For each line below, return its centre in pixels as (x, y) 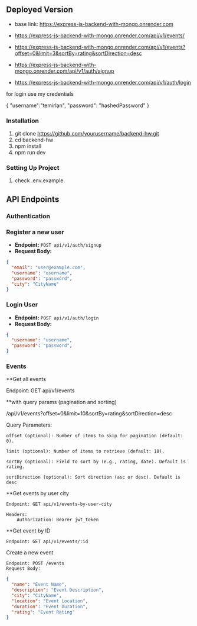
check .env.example (39, 180)
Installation (23, 121)
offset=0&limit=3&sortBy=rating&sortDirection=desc (78, 53)
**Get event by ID (28, 531)
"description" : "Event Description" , (58, 590)
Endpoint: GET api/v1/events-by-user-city (59, 504)
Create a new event (30, 553)
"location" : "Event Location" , (50, 601)
